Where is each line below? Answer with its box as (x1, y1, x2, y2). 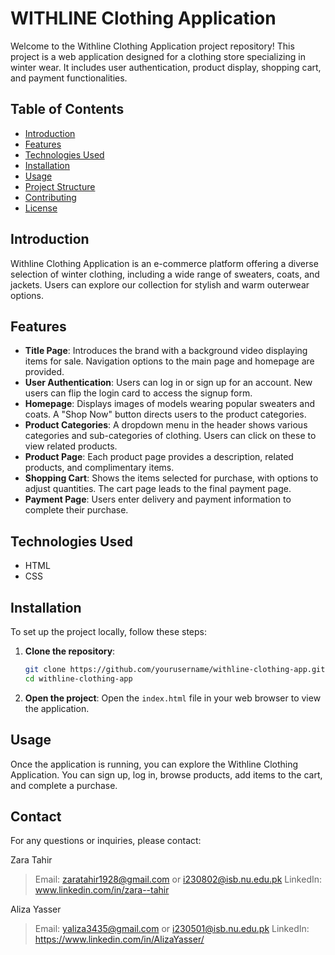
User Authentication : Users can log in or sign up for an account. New (24, 377, 313, 389)
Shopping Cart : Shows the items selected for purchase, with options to (24, 472, 319, 484)
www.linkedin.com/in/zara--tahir (34, 884, 170, 896)
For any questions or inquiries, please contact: (10, 835, 202, 847)
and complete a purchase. (10, 779, 118, 791)
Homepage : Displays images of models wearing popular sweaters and (24, 398, 316, 410)
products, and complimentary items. (24, 462, 175, 474)
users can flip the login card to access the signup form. (24, 387, 253, 399)
